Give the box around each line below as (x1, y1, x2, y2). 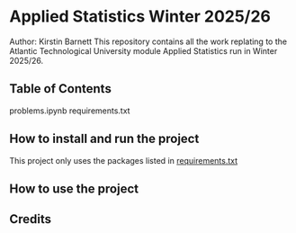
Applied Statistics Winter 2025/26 (9, 6, 272, 27)
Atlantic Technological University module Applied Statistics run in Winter (9, 45, 278, 56)
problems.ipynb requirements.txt (9, 105, 130, 116)
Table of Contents (9, 81, 112, 96)
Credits (9, 211, 52, 227)
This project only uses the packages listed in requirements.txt (9, 155, 238, 166)
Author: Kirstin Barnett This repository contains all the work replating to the (9, 36, 288, 47)
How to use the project (9, 181, 139, 196)
